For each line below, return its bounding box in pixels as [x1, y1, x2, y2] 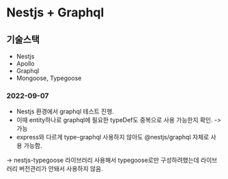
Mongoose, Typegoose [16, 74, 82, 82]
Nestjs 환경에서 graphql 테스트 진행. [16, 107, 114, 115]
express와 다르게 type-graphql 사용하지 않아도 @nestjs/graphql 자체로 [16, 133, 210, 141]
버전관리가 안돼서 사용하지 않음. [18, 165, 103, 173]
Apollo [16, 59, 35, 68]
